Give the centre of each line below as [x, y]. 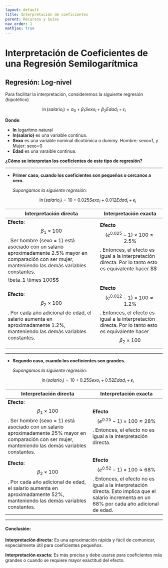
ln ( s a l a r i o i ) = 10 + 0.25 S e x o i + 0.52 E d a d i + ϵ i [88, 381]
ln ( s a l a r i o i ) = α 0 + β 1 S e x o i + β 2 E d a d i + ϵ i [84, 110]
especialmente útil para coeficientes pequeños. [54, 545]
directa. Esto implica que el [124, 491]
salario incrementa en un [121, 497]
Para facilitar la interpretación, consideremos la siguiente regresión [74, 94]
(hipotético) [17, 100]
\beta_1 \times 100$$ [33, 280]
